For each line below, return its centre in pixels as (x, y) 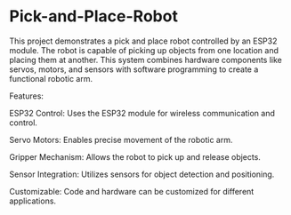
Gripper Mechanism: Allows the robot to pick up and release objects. (135, 156)
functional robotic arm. (51, 78)
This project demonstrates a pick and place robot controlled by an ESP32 (143, 41)
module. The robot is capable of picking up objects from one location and (144, 50)
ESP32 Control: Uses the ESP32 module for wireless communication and (142, 113)
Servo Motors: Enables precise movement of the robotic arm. (121, 139)
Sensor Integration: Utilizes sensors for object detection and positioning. (142, 174)
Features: (27, 96)
